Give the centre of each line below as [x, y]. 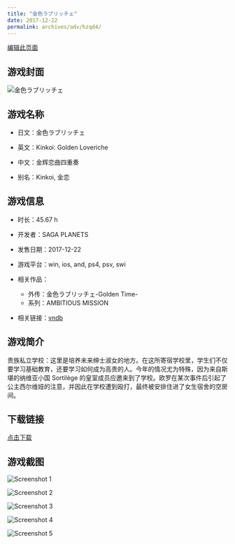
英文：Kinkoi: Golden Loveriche [63, 147]
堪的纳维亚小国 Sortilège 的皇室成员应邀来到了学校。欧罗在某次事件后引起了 [117, 378]
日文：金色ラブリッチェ [51, 132]
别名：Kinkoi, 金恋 [43, 177]
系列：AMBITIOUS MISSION [68, 303]
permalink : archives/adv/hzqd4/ [54, 27]
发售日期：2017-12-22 [49, 249]
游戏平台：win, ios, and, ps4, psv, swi [71, 264]
